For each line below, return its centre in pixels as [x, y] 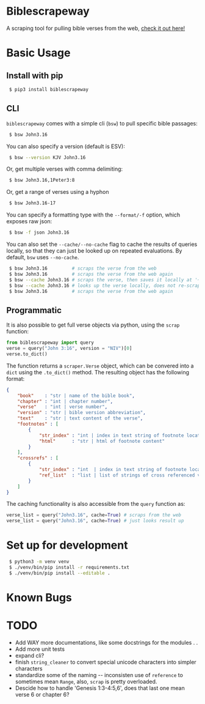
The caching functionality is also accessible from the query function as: [96, 504]
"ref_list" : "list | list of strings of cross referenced [117, 475]
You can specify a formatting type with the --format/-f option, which [93, 215]
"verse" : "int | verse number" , [63, 407]
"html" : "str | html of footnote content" [102, 441]
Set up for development [67, 545]
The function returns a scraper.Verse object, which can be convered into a [100, 366]
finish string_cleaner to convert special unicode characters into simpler [106, 662]
